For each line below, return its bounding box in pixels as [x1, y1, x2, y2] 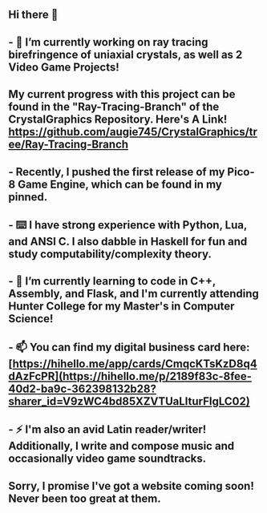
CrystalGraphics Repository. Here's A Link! [8, 113, 228, 127]
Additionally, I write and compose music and [8, 439, 235, 453]
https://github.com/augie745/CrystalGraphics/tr [8, 125, 258, 139]
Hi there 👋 [8, 8, 59, 22]
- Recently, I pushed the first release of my [8, 165, 225, 179]
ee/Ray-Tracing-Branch [8, 138, 129, 151]
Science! [8, 312, 54, 325]
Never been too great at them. [8, 491, 162, 505]
